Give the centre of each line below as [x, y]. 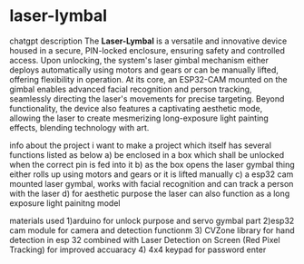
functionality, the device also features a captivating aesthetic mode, [136, 108]
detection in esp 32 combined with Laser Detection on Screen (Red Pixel [145, 240]
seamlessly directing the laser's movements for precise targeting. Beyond [147, 98]
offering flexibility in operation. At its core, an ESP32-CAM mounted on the [148, 79]
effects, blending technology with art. [79, 127]
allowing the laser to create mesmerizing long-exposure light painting [139, 118]
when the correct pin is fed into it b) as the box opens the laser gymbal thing [152, 164]
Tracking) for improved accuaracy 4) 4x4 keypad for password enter [138, 249]
